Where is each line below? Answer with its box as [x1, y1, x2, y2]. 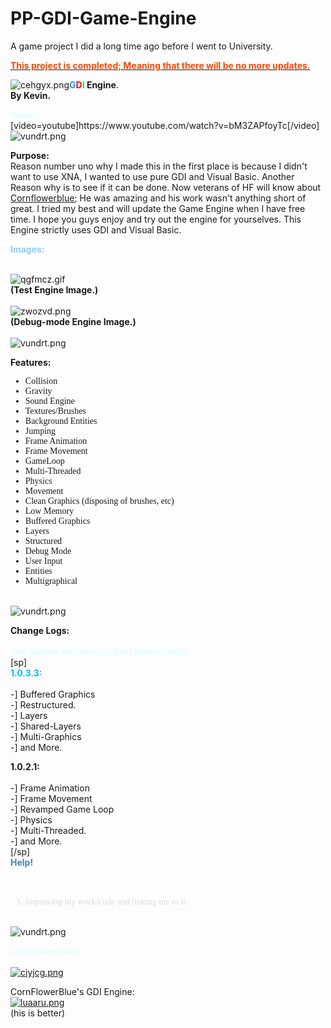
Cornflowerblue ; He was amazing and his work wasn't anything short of [10, 192, 307, 204]
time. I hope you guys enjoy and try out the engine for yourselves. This [10, 213, 302, 225]
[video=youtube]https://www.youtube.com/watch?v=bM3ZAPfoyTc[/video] [10, 119, 320, 131]
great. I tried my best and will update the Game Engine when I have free [10, 202, 306, 214]
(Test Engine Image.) [10, 283, 99, 296]
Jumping [24, 425, 57, 436]
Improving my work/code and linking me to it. [24, 896, 188, 907]
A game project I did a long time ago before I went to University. [10, 40, 273, 52]
